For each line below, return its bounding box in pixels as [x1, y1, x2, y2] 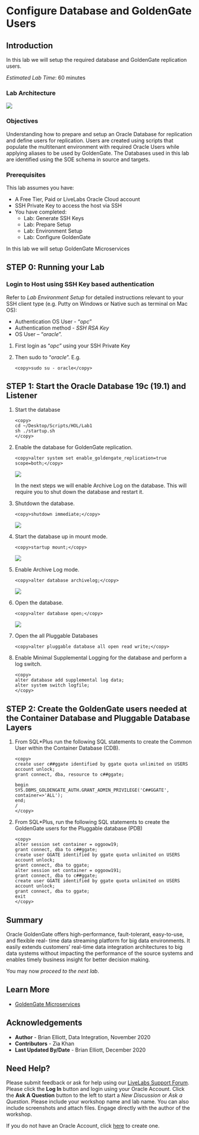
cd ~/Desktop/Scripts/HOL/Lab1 [14, 423, 93, 429]
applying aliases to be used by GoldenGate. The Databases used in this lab [6, 149, 189, 156]
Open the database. [14, 599, 64, 606]
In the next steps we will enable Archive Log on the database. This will [14, 482, 187, 489]
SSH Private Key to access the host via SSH [14, 202, 122, 209]
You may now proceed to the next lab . [6, 968, 99, 975]
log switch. [14, 660, 42, 667]
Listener [6, 390, 37, 400]
